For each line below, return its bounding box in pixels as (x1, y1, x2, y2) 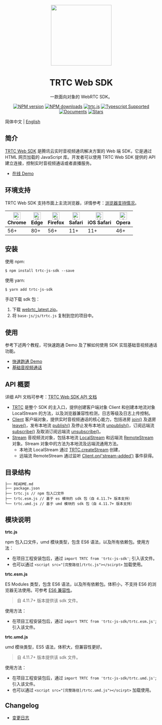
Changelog (5, 702, 39, 710)
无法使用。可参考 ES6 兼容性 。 (13, 587, 75, 593)
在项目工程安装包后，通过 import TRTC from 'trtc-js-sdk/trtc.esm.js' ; (12, 618, 157, 624)
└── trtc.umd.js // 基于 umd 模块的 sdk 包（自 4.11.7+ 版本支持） (5, 501, 134, 506)
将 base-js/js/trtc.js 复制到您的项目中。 (12, 313, 96, 319)
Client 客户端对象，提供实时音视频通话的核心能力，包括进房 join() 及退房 (12, 417, 156, 422)
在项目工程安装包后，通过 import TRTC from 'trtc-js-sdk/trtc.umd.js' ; (12, 675, 157, 681)
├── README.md (5, 481, 34, 487)
